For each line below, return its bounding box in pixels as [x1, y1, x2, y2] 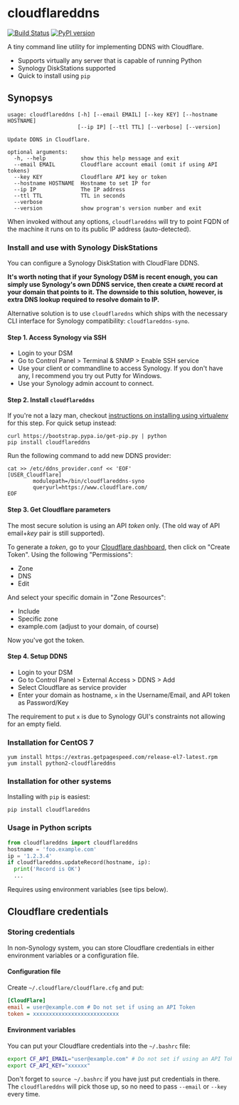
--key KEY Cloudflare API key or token [14, 173, 167, 180]
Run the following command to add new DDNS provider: [7, 452, 171, 460]
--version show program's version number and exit [14, 205, 202, 212]
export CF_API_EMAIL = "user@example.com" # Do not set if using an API [7, 1055, 221, 1062]
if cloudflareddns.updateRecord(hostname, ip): [7, 859, 152, 866]
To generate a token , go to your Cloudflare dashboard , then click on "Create [7, 542, 230, 551]
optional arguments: [7, 148, 69, 156]
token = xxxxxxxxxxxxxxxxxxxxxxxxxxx [7, 1010, 119, 1017]
